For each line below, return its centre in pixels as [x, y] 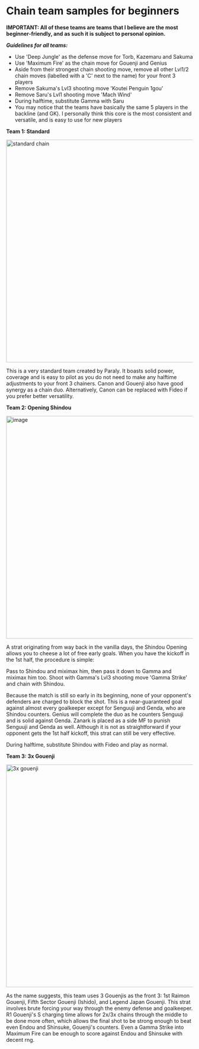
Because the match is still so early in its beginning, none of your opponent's [99, 695]
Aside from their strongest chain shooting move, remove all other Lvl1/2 [102, 69]
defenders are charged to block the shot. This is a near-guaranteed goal [94, 702]
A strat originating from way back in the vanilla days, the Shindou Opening [97, 647]
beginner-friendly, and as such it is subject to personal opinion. [86, 33]
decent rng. [20, 1039]
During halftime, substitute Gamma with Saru [69, 101]
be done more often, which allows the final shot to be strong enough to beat [99, 1020]
